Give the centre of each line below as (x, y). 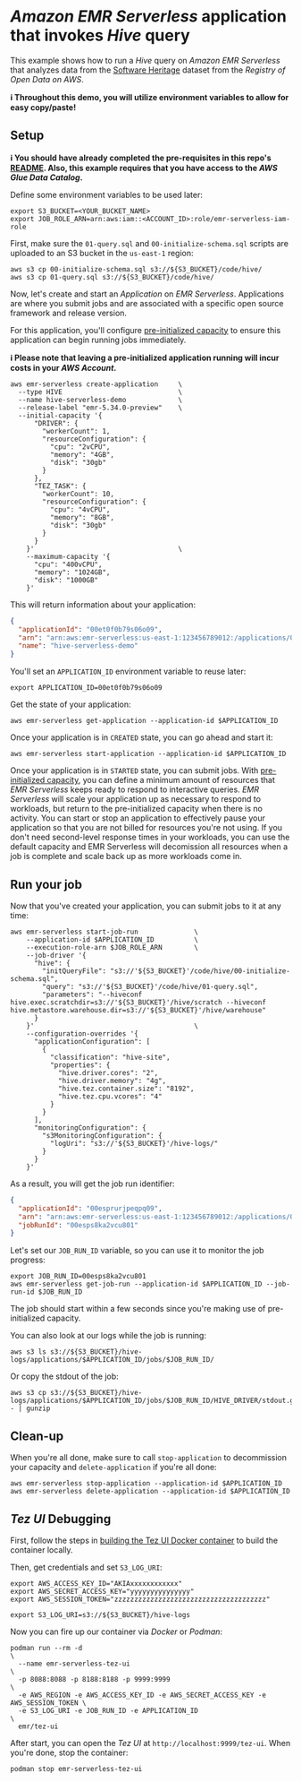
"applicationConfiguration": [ (92, 1041)
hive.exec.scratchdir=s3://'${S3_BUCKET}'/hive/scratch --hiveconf (138, 1002)
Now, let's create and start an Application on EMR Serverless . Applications (147, 294)
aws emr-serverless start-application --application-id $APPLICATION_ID (148, 754)
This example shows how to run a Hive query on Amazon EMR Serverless (145, 60)
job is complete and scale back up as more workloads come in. (126, 857)
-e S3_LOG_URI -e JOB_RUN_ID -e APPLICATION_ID (109, 1710)
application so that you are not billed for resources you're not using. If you (146, 828)
